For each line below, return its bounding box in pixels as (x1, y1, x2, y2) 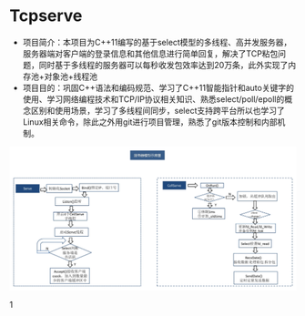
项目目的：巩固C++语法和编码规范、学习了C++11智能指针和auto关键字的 (22, 82, 294, 93)
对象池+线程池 (44, 70, 98, 82)
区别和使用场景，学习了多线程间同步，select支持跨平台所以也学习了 (30, 105, 285, 116)
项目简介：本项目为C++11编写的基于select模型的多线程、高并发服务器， (22, 36, 292, 47)
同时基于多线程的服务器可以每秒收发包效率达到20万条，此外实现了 (38, 59, 289, 70)
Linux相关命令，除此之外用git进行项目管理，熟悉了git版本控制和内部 (22, 116, 278, 127)
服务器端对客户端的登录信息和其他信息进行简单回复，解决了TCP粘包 (22, 47, 279, 59)
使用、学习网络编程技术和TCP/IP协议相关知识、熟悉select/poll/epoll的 (22, 93, 285, 105)
